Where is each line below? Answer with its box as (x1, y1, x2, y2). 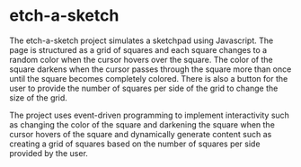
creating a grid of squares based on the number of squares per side (9, 138, 261, 149)
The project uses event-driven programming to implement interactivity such (9, 110, 290, 120)
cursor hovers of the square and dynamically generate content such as (9, 128, 272, 139)
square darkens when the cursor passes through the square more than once (9, 64, 292, 75)
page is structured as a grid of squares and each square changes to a (9, 44, 268, 55)
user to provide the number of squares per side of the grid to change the (9, 83, 279, 93)
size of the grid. (9, 92, 67, 103)
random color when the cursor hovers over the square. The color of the (9, 54, 273, 65)
